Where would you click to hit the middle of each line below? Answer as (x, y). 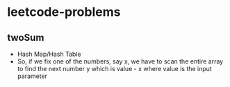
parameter (32, 76)
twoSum (26, 38)
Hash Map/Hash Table (49, 54)
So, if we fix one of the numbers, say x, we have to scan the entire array (120, 61)
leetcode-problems (64, 12)
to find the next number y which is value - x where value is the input (114, 69)
